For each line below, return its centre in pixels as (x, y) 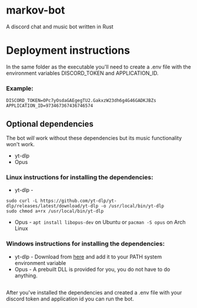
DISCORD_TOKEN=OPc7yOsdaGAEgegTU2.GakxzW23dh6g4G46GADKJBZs (81, 101)
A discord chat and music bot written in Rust (60, 27)
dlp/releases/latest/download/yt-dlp (52, 206)
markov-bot (36, 10)
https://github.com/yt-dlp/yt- (79, 201)
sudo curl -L (22, 201)
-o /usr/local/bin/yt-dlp (133, 206)
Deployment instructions (68, 50)
